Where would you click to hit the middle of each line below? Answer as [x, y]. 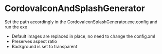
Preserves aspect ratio [34, 41]
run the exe [16, 27]
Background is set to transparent [44, 46]
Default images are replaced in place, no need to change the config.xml [83, 36]
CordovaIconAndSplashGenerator [75, 8]
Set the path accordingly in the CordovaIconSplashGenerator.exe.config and [81, 22]
